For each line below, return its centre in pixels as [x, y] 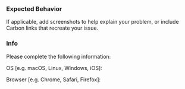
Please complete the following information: [59, 56]
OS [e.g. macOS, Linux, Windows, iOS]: [54, 68]
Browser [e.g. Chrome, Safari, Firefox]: [54, 80]
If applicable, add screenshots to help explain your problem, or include [93, 22]
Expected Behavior [34, 9]
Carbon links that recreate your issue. [52, 28]
